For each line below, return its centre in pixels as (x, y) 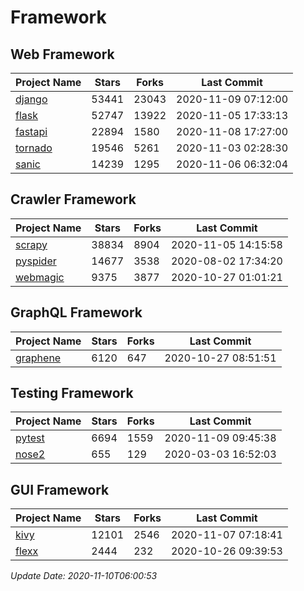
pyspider (36, 261)
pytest (30, 438)
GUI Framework (60, 489)
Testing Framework (72, 393)
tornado (34, 148)
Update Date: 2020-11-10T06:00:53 (84, 576)
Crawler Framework (73, 199)
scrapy (31, 244)
